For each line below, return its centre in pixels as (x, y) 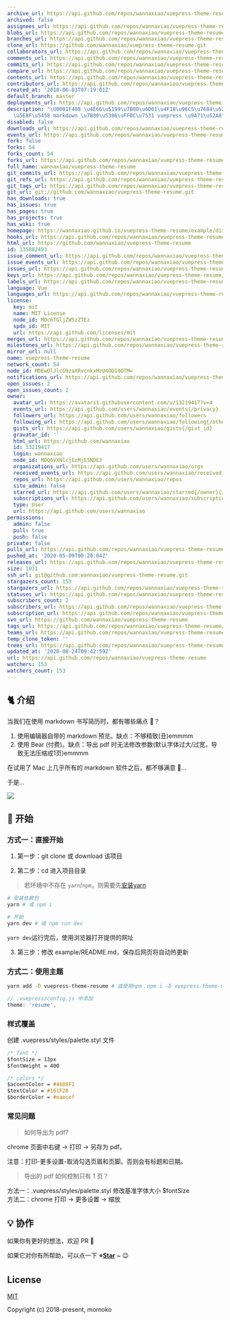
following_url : (35, 422)
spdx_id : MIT (32, 326)
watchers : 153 (27, 664)
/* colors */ (26, 1078)
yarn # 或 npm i (30, 905)
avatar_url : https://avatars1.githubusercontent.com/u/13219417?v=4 (113, 403)
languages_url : (29, 294)
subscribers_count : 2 (38, 601)
